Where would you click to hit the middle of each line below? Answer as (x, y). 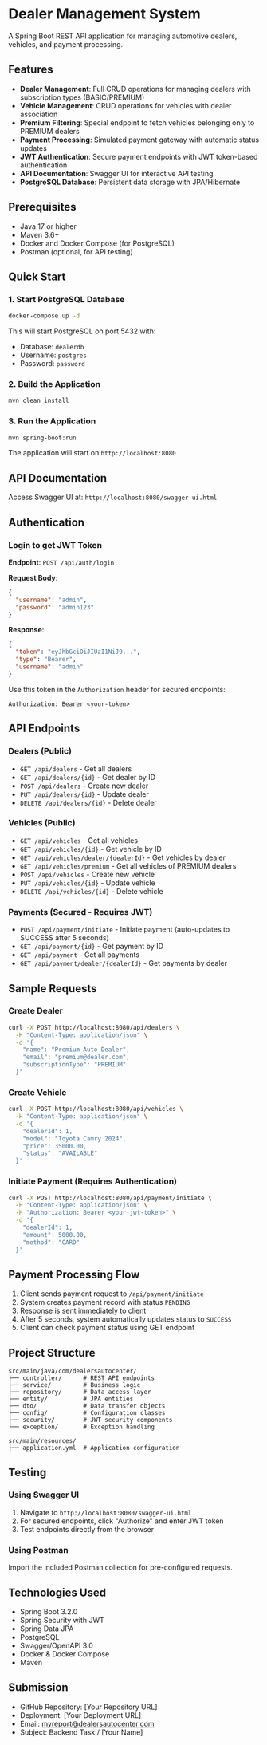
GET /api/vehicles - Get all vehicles (79, 840)
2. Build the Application (55, 384)
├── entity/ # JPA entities (71, 1399)
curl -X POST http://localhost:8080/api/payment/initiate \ (110, 1198)
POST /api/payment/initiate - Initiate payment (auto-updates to (125, 929)
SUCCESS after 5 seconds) (64, 938)
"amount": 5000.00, (55, 1235)
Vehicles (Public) (42, 823)
